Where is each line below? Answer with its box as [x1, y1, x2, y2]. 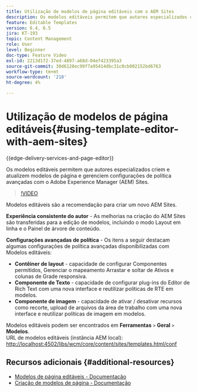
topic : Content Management [6, 36, 72, 42]
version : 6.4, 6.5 [6, 25, 51, 31]
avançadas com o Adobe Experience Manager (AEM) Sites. [6, 178, 150, 185]
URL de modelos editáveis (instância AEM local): [6, 334, 123, 341]
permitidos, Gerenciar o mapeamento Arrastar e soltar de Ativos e [14, 266, 174, 273]
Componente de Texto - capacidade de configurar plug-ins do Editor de [14, 279, 190, 286]
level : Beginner [6, 47, 46, 53]
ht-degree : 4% [6, 80, 41, 86]
